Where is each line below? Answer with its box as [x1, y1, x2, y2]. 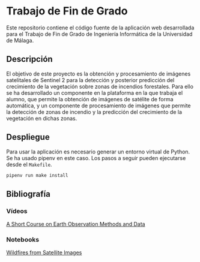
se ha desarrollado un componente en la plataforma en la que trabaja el [6, 89, 183, 97]
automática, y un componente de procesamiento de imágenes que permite [6, 102, 191, 109]
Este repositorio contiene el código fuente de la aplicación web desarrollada [6, 24, 195, 31]
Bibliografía [6, 189, 51, 199]
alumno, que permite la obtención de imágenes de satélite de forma [6, 95, 174, 103]
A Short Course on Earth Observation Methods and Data [6, 221, 145, 228]
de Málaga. [6, 37, 34, 44]
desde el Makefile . [6, 161, 52, 168]
